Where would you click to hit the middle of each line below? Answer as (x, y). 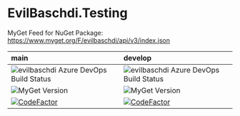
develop (138, 58)
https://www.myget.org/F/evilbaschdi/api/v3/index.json (89, 40)
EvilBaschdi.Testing (67, 13)
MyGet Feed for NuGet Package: (55, 33)
